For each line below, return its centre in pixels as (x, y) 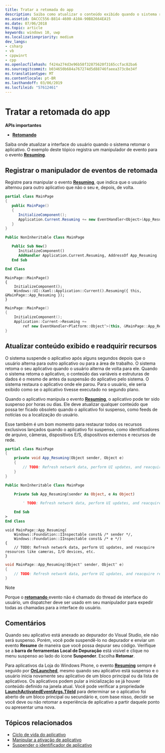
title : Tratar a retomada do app (39, 10)
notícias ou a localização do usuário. (42, 414)
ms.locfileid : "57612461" (31, 87)
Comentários (26, 623)
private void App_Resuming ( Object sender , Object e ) (69, 458)
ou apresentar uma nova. (30, 707)
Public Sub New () (29, 247)
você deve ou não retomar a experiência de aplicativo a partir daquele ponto (82, 702)
